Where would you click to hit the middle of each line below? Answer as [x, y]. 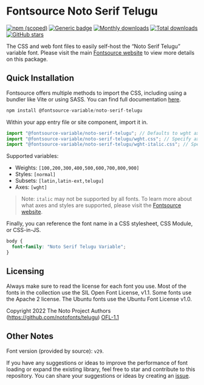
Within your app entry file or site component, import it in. [77, 122]
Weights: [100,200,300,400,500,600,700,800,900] [77, 168]
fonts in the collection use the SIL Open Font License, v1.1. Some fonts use [99, 292]
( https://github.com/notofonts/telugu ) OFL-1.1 [63, 317]
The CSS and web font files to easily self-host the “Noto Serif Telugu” [93, 46]
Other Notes [30, 336]
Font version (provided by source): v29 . [55, 351]
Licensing [25, 271]
